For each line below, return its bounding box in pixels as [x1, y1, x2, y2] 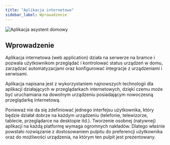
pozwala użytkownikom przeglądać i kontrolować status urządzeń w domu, [5, 60, 163, 66]
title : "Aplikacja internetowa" [5, 7, 74, 13]
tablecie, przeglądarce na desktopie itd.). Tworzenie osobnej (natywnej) [5, 118, 156, 124]
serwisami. [5, 71, 28, 77]
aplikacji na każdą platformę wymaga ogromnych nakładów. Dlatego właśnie [5, 123, 165, 129]
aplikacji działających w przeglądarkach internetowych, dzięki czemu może [5, 86, 163, 92]
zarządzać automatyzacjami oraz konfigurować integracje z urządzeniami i [5, 65, 162, 71]
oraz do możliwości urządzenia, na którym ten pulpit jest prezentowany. [5, 134, 156, 140]
